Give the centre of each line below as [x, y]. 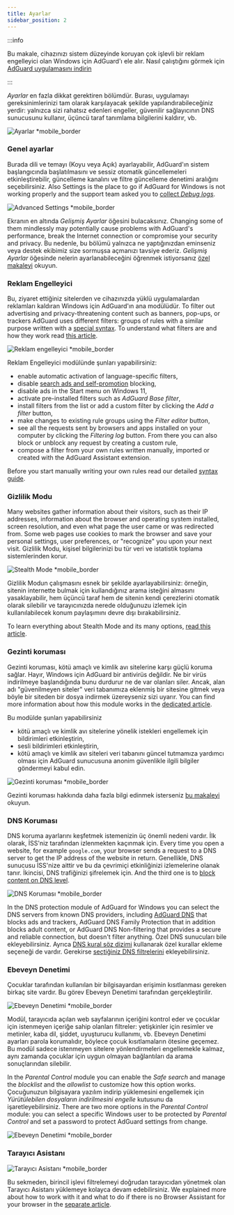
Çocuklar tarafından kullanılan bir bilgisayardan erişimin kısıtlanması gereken [117, 985]
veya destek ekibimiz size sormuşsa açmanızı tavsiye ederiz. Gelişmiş [107, 250]
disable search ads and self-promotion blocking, [87, 383]
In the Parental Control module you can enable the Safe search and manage [116, 1077]
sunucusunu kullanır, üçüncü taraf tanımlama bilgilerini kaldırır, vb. [102, 117]
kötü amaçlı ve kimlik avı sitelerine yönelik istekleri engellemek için [112, 731]
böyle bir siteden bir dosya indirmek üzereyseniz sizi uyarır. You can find [111, 696]
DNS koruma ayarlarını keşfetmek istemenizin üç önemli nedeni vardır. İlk [112, 835]
